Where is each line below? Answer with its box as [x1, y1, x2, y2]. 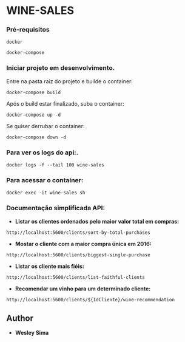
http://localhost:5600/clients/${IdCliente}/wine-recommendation [6, 296, 175, 303]
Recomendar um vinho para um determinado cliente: [15, 285, 151, 292]
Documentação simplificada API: [6, 204, 105, 213]
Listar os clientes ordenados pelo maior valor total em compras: [15, 217, 180, 225]
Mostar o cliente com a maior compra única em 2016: [15, 240, 152, 247]
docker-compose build [6, 89, 61, 95]
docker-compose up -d [6, 112, 61, 118]
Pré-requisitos [6, 26, 50, 34]
